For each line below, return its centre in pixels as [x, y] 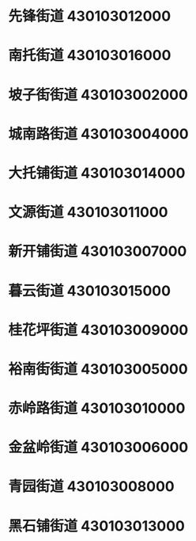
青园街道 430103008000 [92, 487]
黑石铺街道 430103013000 [97, 526]
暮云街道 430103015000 [90, 291]
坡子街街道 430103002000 [98, 95]
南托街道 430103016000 [90, 55]
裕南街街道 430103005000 [98, 369]
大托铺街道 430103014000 [97, 173]
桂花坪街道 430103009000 [98, 330]
